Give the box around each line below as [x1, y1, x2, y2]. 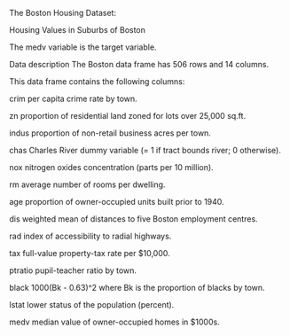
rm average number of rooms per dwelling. [9, 179, 166, 190]
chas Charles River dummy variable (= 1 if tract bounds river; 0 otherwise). [9, 145, 281, 155]
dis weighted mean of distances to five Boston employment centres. [9, 214, 259, 224]
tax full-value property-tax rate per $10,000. [9, 248, 170, 258]
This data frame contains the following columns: [9, 76, 185, 87]
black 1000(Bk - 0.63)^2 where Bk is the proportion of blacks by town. [9, 283, 265, 293]
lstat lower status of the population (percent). [9, 300, 175, 309]
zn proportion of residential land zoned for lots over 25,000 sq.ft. [9, 111, 247, 121]
